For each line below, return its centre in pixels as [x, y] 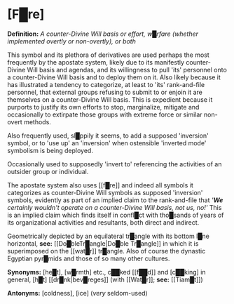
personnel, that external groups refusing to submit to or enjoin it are [105, 92]
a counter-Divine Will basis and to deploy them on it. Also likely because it [114, 77]
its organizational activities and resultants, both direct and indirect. [103, 222]
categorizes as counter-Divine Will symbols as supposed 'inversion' [105, 192]
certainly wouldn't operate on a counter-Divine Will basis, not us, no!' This [115, 207]
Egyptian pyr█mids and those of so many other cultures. [89, 258]
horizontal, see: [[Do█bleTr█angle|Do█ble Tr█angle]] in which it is [103, 243]
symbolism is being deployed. [50, 150]
